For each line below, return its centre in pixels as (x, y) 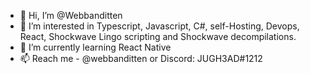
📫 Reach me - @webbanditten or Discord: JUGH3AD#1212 (141, 58)
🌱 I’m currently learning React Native (95, 47)
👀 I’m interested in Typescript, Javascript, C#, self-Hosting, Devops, (159, 26)
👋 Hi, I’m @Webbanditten (71, 15)
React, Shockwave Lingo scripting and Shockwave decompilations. (158, 36)
